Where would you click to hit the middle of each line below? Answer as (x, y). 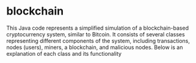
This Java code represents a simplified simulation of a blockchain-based (98, 28)
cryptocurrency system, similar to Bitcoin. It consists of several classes (96, 34)
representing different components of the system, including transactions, (98, 41)
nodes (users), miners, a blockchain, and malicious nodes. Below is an (95, 47)
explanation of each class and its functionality (64, 53)
